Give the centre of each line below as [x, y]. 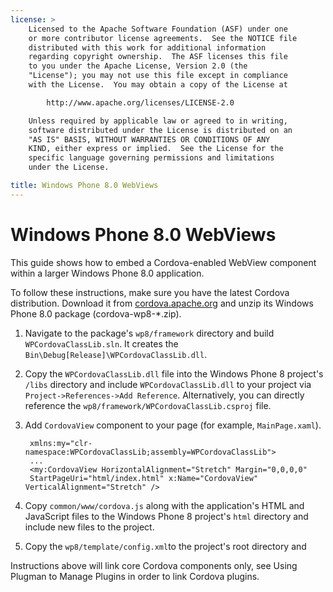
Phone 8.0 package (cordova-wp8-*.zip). [96, 313]
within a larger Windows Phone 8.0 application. [107, 273]
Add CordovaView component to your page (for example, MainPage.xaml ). [173, 425]
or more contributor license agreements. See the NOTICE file [163, 38]
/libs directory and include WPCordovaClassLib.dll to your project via [168, 384]
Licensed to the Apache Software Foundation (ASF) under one [158, 29]
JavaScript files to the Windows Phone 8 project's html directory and [166, 516]
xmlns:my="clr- [61, 443]
